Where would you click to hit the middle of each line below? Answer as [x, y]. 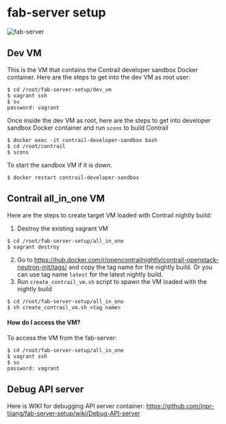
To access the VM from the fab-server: [62, 338]
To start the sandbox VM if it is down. [60, 165]
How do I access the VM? [44, 322]
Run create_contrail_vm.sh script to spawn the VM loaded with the [112, 281]
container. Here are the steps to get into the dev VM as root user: [99, 77]
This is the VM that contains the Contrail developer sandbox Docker [103, 69]
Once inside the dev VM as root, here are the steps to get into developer [109, 120]
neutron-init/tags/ [42, 267]
